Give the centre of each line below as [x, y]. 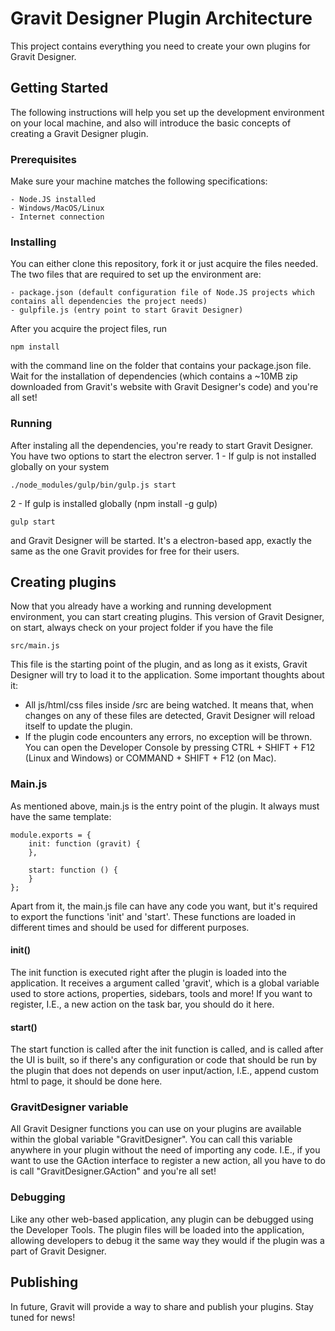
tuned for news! [43, 1317]
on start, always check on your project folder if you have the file [142, 628]
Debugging [38, 1197]
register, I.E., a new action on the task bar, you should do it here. [142, 1004]
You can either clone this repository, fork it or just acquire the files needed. [164, 264]
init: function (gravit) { [84, 843]
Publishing [44, 1282]
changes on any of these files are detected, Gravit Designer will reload [170, 716]
